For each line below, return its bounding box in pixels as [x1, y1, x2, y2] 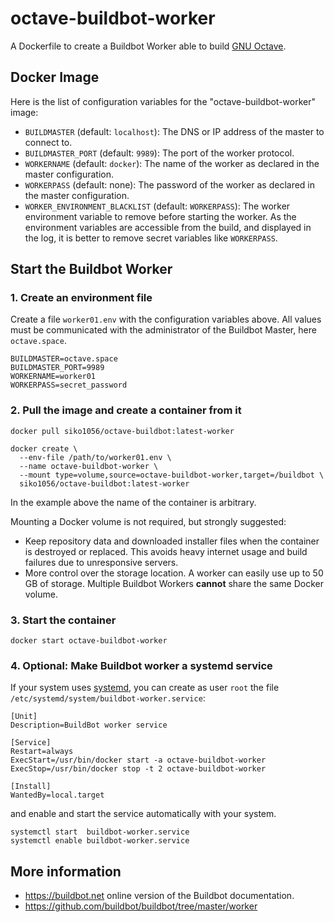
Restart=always [10, 747, 74, 757]
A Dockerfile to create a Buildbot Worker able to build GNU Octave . [10, 40, 287, 52]
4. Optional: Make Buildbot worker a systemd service [10, 658, 273, 672]
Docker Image [10, 69, 100, 86]
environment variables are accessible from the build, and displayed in [24, 221, 312, 233]
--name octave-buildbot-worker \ [19, 461, 159, 471]
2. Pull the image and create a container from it [10, 403, 242, 417]
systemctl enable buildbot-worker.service [10, 836, 190, 846]
